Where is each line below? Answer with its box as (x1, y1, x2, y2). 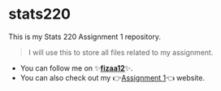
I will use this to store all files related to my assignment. (28, 47, 214, 57)
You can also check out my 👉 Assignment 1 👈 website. (19, 72, 206, 82)
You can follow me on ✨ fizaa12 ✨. (19, 63, 133, 73)
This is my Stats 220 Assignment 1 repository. (8, 32, 161, 41)
